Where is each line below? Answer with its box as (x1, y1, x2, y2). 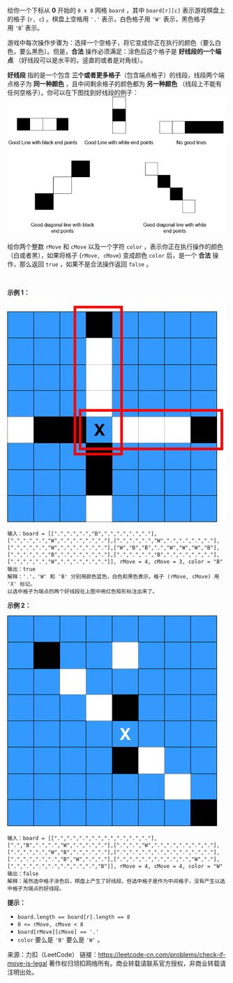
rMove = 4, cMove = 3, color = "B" (119, 558, 223, 565)
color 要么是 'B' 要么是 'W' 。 (17, 935, 104, 944)
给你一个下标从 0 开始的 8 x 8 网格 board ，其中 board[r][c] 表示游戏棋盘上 (7, 6, 225, 14)
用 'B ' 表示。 (7, 24, 44, 32)
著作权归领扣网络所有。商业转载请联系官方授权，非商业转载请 (48, 958, 227, 968)
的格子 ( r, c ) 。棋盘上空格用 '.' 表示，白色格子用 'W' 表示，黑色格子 (7, 15, 206, 23)
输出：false (7, 870, 39, 877)
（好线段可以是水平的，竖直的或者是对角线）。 (15, 56, 146, 64)
